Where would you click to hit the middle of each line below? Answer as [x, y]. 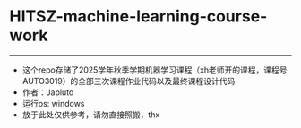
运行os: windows [53, 103]
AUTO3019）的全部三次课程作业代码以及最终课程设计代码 [129, 81]
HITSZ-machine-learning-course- [138, 17]
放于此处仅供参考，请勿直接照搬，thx [91, 115]
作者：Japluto [48, 92]
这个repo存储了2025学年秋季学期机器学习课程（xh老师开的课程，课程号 [155, 70]
